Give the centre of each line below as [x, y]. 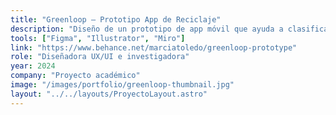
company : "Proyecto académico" [75, 76]
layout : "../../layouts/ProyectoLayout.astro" [109, 94]
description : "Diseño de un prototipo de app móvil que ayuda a [147, 29]
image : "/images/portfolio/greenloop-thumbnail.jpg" [122, 85]
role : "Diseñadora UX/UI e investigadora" [100, 57]
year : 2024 [33, 66]
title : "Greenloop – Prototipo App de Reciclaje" [116, 19]
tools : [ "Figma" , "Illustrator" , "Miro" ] [98, 38]
